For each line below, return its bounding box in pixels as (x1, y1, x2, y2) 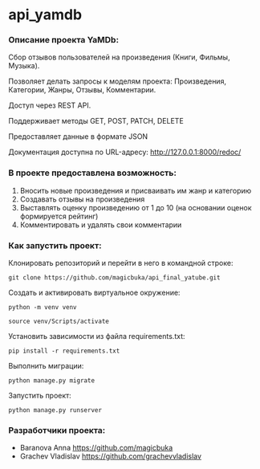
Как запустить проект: (8, 239, 102, 251)
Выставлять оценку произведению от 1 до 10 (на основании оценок (19, 202, 252, 212)
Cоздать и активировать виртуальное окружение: (8, 288, 181, 298)
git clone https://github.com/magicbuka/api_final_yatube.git (8, 274, 221, 282)
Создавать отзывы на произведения (19, 194, 145, 204)
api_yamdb (8, 6, 83, 24)
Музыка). (8, 61, 40, 71)
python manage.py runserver (8, 406, 103, 414)
